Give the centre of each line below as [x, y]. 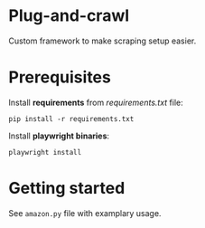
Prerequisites [60, 77]
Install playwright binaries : [59, 136]
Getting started [67, 189]
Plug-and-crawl [69, 16]
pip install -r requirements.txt [71, 119]
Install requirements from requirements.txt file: [96, 102]
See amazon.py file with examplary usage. [85, 213]
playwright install [45, 152]
